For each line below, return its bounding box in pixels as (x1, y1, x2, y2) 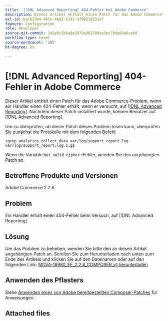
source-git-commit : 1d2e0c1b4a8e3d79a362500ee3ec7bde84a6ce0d (5, 31, 137, 36)
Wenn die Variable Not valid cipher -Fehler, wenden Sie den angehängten (5, 151, 160, 158)
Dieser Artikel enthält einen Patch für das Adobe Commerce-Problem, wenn (5, 98, 161, 104)
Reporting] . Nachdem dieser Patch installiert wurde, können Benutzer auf (5, 108, 156, 114)
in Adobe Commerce (34, 81, 121, 93)
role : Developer (5, 26, 39, 31)
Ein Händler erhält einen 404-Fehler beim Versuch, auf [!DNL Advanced (5, 212, 153, 218)
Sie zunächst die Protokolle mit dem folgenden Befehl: (5, 129, 117, 135)
